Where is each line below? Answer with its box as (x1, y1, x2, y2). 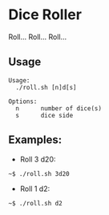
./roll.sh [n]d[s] (15, 83, 78, 91)
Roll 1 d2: (19, 184, 50, 193)
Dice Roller (8, 6, 83, 24)
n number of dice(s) (15, 104, 103, 113)
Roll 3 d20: (19, 154, 56, 164)
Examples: (8, 133, 63, 147)
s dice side (15, 111, 74, 119)
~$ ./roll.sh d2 (8, 199, 63, 207)
